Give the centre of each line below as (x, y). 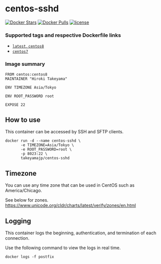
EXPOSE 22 (15, 105)
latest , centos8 (28, 46)
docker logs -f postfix (30, 257)
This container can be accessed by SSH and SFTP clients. (64, 132)
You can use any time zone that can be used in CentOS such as (70, 185)
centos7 (20, 52)
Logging (18, 221)
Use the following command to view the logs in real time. (63, 248)
